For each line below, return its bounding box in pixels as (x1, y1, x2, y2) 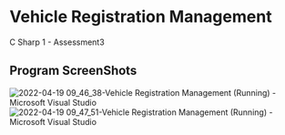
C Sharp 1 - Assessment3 (9, 36, 105, 47)
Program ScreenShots (9, 63, 137, 78)
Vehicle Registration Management (9, 6, 272, 27)
